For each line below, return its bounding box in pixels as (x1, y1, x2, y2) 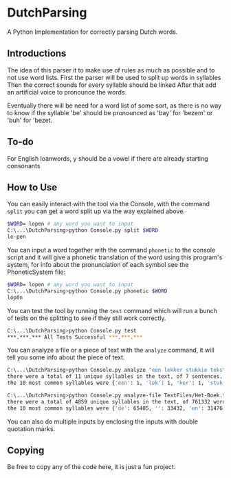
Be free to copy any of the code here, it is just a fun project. (7, 463, 176, 471)
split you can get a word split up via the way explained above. (7, 207, 186, 215)
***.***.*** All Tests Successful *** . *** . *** (7, 333, 143, 341)
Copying (7, 445, 45, 457)
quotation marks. (7, 424, 56, 432)
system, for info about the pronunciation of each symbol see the (7, 261, 189, 268)
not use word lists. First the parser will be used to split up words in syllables (7, 73, 221, 81)
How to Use (7, 181, 58, 193)
